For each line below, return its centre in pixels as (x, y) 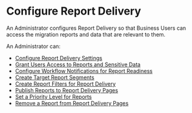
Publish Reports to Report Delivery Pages (66, 90)
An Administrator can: (33, 46)
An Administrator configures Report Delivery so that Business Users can (96, 28)
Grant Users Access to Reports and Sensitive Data (78, 64)
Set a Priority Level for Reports (53, 97)
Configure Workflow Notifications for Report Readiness (84, 70)
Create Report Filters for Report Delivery (65, 84)
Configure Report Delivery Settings (59, 58)
